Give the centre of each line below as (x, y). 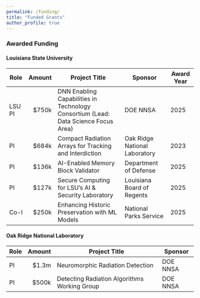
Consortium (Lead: (84, 113)
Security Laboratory (85, 195)
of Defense (140, 170)
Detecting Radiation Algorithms (100, 278)
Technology (74, 106)
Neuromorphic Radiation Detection (105, 265)
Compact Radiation (84, 138)
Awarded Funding (32, 44)
